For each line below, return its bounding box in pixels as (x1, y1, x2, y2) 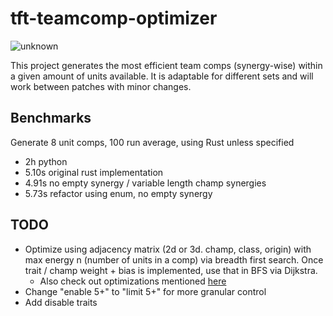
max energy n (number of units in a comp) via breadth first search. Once (24, 253, 324, 266)
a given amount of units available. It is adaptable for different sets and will (10, 70, 314, 82)
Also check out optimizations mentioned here (39, 275, 227, 287)
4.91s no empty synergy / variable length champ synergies (24, 177, 267, 189)
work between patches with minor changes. (10, 80, 192, 92)
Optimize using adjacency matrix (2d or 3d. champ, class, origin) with (24, 243, 312, 255)
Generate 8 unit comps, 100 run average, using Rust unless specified (10, 136, 295, 148)
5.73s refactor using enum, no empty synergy (24, 187, 213, 199)
